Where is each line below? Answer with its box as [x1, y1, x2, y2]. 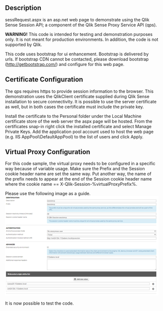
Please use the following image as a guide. [5, 191, 91, 196]
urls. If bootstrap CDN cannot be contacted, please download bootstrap [5, 56, 149, 62]
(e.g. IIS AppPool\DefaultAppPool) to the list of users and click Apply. [5, 133, 144, 140]
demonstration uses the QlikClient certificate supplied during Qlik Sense [5, 93, 150, 99]
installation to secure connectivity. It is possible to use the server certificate [5, 98, 157, 104]
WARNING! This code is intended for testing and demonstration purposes [5, 31, 153, 37]
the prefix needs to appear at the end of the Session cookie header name [5, 176, 152, 182]
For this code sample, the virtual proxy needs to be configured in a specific [5, 161, 156, 166]
